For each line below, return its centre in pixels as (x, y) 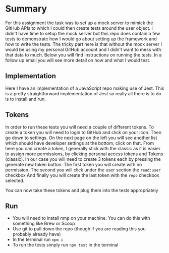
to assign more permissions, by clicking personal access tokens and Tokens (84, 154)
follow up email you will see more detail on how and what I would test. (78, 60)
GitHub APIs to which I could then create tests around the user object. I (79, 28)
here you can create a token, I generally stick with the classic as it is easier (83, 148)
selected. (15, 180)
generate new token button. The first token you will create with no (74, 164)
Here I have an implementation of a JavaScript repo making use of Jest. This (85, 88)
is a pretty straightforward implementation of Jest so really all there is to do (83, 93)
